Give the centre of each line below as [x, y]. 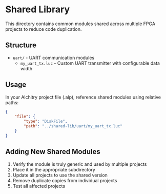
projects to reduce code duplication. [44, 29]
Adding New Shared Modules [53, 152]
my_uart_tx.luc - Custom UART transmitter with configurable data [90, 63]
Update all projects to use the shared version [60, 175]
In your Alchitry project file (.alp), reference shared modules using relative [83, 97]
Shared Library [38, 9]
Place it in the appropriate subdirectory [54, 169]
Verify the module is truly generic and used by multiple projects [80, 164]
